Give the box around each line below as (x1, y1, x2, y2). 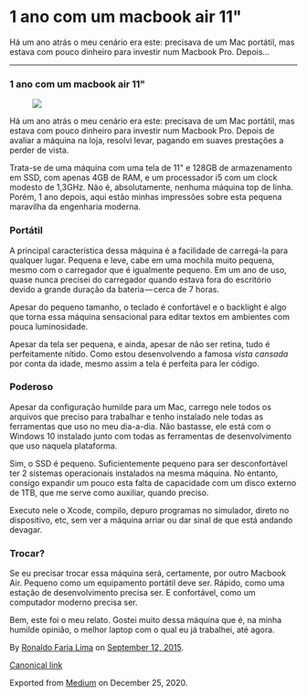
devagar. (9, 523, 43, 535)
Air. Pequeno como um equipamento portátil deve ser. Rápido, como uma (9, 577, 285, 588)
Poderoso (9, 381, 54, 394)
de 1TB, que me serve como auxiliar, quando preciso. (9, 487, 209, 498)
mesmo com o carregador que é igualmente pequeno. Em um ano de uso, (9, 264, 288, 275)
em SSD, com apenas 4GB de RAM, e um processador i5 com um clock (9, 172, 278, 184)
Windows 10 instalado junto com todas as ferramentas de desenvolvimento (9, 430, 292, 441)
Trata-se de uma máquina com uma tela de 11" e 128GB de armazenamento (9, 163, 292, 174)
